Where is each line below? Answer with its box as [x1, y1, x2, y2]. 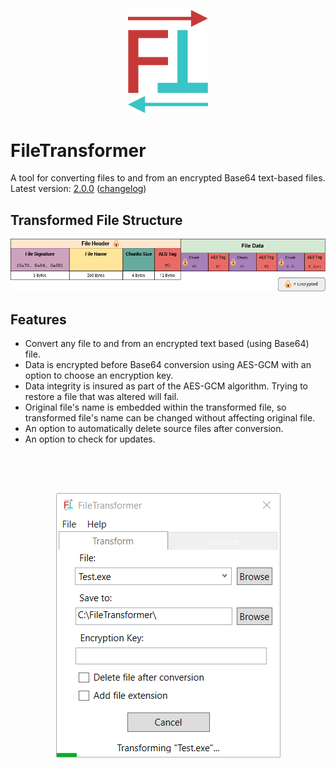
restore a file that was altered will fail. [24, 391, 180, 403]
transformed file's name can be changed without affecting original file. [24, 412, 316, 424]
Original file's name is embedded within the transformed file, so [24, 401, 287, 414]
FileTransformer [10, 139, 147, 162]
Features [10, 311, 67, 328]
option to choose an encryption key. [24, 370, 174, 382]
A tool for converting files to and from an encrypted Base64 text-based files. [10, 172, 326, 184]
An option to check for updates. [24, 433, 156, 445]
